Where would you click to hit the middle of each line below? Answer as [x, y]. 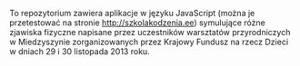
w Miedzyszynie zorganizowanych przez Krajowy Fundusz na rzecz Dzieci [149, 42]
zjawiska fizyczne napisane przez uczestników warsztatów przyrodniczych [150, 32]
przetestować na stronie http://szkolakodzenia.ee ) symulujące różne [137, 23]
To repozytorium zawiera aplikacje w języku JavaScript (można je [132, 13]
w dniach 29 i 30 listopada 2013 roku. [80, 52]
